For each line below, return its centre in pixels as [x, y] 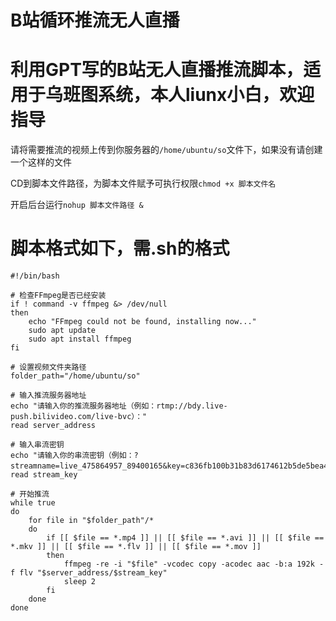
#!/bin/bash [35, 276]
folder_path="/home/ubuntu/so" [75, 376]
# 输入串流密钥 [37, 445]
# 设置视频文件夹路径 [48, 367]
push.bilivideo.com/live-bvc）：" [79, 417]
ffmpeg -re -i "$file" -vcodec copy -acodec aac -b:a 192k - [194, 564]
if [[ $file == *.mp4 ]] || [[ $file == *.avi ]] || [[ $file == [185, 538]
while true [33, 503]
